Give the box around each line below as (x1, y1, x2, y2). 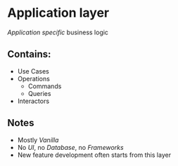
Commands (27, 82, 62, 90)
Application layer (7, 5, 110, 21)
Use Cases (17, 67, 49, 75)
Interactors (17, 97, 50, 105)
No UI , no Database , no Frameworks (17, 143, 125, 151)
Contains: (7, 48, 51, 60)
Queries (27, 89, 51, 97)
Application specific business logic (7, 28, 109, 36)
